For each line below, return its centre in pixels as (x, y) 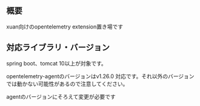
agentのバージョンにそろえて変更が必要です (61, 96)
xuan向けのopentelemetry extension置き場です (65, 27)
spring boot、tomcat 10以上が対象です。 (57, 63)
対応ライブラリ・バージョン (58, 48)
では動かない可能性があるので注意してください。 (67, 84)
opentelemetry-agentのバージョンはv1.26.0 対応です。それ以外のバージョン (101, 76)
